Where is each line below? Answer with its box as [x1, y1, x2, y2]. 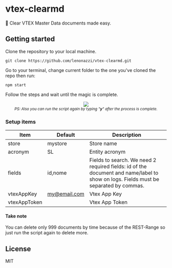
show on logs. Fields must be [89, 176, 160, 183]
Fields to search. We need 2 [89, 157, 157, 164]
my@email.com [47, 190, 84, 198]
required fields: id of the [89, 163, 147, 170]
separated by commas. [89, 182, 145, 189]
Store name [89, 140, 117, 147]
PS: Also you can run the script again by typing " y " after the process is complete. [14, 106, 158, 111]
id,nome [47, 169, 67, 177]
